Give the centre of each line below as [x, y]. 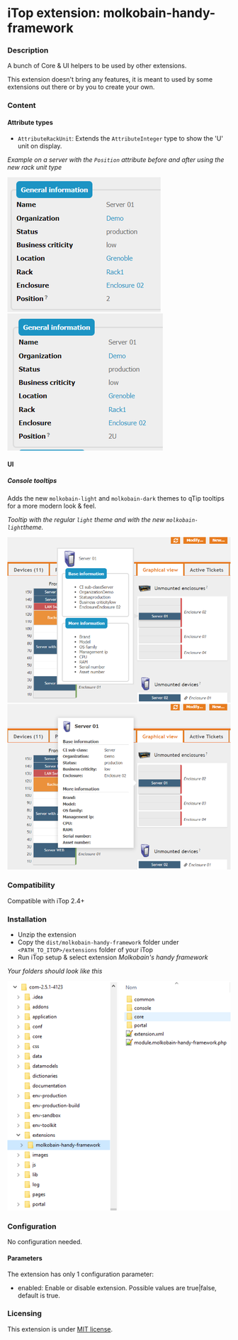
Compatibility [31, 886]
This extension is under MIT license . [60, 1329]
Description [28, 50]
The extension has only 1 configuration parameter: [81, 1274]
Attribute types [30, 122]
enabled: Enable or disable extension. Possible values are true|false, [117, 1287]
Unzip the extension [47, 935]
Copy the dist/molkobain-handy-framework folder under [98, 942]
